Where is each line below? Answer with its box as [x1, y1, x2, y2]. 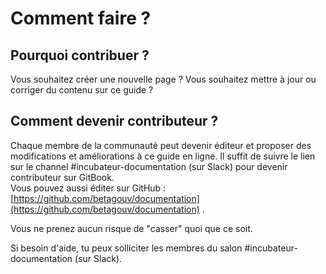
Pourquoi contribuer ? [10, 47, 150, 64]
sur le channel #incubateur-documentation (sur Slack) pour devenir [10, 160, 288, 172]
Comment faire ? [10, 7, 152, 30]
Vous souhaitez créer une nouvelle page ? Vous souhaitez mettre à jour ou [10, 73, 317, 85]
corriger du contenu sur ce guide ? [10, 84, 154, 96]
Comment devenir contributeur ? [10, 113, 219, 130]
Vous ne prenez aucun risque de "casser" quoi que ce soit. [10, 222, 253, 234]
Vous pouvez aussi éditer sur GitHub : [10, 182, 167, 194]
